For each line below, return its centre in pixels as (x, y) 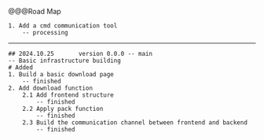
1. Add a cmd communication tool (63, 26)
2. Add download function (50, 88)
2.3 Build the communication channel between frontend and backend (135, 123)
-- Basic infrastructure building (65, 61)
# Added (21, 68)
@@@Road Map (35, 11)
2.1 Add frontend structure (68, 95)
